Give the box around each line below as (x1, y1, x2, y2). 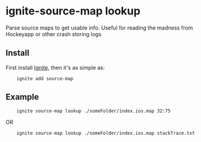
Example (5, 92, 39, 102)
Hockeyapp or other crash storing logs (5, 30, 102, 37)
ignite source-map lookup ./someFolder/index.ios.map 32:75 (16, 108, 171, 114)
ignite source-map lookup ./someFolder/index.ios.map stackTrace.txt (16, 130, 196, 136)
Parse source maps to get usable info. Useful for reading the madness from (5, 24, 193, 31)
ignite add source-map (16, 75, 74, 82)
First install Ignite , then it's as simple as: (5, 64, 105, 71)
